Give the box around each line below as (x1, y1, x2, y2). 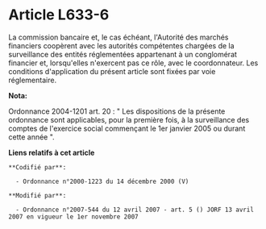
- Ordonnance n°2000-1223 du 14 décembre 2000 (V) (15, 177, 189, 185)
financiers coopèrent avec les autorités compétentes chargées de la (8, 40, 235, 50)
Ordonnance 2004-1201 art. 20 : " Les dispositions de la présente (8, 106, 226, 116)
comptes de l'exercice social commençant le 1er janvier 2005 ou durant (8, 123, 246, 133)
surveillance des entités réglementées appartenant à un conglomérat (8, 49, 238, 59)
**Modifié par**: (8, 191, 67, 199)
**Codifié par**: (8, 163, 67, 171)
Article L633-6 (8, 6, 110, 24)
